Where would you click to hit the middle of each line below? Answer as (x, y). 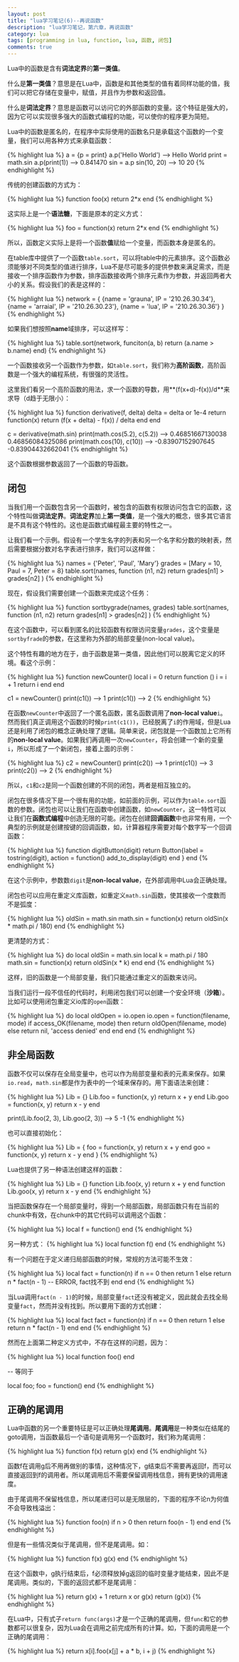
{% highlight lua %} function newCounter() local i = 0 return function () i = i (117, 677)
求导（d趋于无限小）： (39, 398)
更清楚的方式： (29, 940)
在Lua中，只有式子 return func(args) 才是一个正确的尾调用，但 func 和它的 (115, 1619)
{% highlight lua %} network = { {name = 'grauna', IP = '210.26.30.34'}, (111, 299)
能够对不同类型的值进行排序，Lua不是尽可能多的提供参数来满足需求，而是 (122, 267)
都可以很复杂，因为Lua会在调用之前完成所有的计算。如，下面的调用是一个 (122, 1628)
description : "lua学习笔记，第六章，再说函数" (70, 27)
